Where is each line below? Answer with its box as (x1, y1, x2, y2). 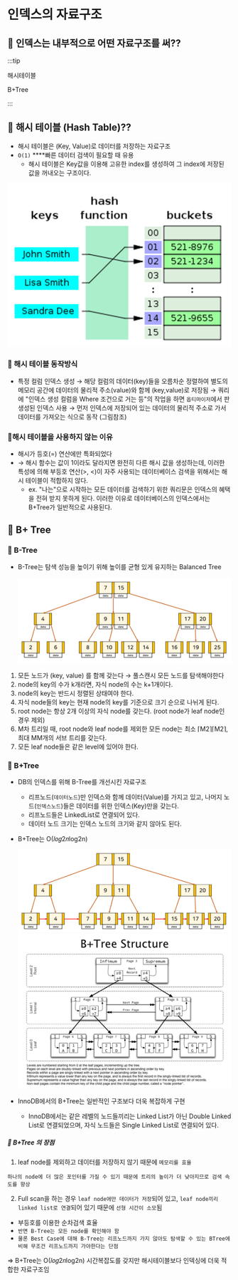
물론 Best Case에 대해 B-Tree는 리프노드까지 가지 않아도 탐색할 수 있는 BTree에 (17, 1235, 231, 1242)
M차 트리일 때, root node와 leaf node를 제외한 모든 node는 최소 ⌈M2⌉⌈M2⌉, (17, 724, 229, 733)
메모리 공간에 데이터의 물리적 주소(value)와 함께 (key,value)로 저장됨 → (17, 385, 217, 394)
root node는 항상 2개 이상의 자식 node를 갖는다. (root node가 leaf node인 (17, 707, 225, 715)
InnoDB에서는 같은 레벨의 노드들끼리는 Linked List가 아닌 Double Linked (28, 1112, 232, 1120)
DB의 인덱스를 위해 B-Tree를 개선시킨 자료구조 (17, 778, 147, 786)
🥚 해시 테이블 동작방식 (7, 359, 78, 369)
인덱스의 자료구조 (7, 6, 102, 23)
